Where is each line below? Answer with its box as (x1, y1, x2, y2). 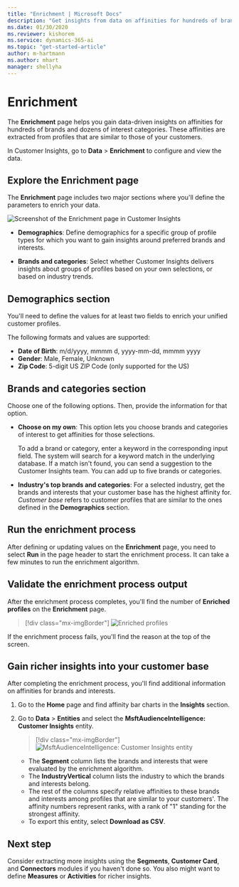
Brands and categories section (7, 382, 147, 394)
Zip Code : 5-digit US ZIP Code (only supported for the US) (17, 362, 190, 370)
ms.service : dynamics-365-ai (7, 37, 94, 44)
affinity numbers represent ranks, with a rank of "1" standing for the (28, 802, 226, 811)
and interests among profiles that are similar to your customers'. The (28, 795, 229, 803)
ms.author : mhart (7, 57, 59, 64)
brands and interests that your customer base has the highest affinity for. (17, 488, 232, 496)
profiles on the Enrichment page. (7, 605, 107, 613)
